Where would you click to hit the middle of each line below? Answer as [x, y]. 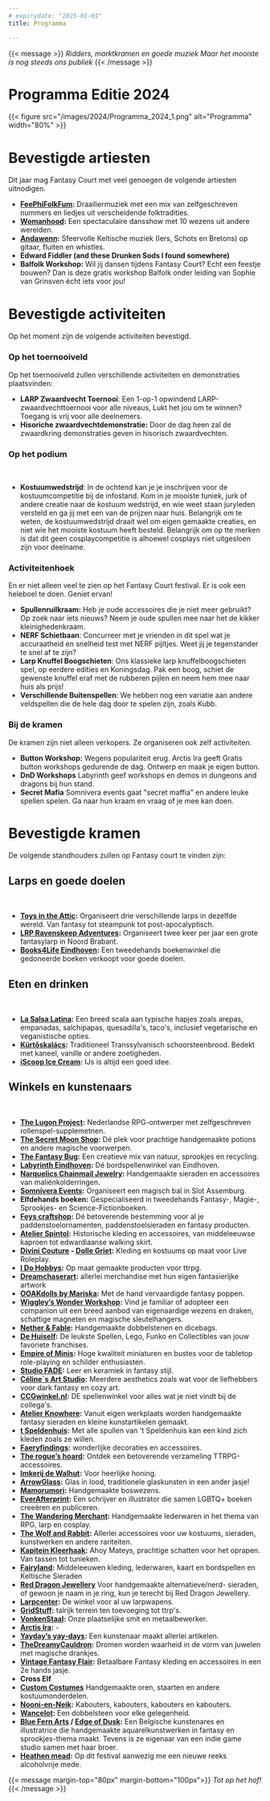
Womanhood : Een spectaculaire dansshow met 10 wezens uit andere [135, 222]
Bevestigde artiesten [80, 158]
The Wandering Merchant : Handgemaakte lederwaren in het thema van [139, 1516]
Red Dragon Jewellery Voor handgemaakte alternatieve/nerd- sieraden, [139, 1584]
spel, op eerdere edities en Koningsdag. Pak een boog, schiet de [127, 670]
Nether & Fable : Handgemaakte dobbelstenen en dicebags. [119, 1327]
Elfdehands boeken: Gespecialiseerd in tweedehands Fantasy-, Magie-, [139, 1199]
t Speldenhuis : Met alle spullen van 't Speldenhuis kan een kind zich [133, 1430]
